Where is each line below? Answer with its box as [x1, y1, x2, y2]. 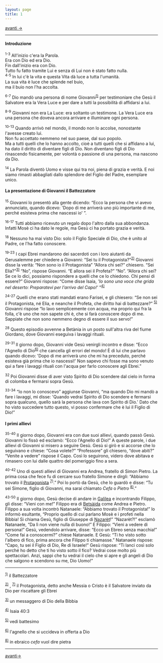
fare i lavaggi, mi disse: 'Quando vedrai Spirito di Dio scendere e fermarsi [5, 394, 151, 400]
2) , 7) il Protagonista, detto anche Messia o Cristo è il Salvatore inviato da [5, 582, 151, 589]
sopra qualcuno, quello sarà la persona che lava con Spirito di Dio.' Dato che [5, 399, 158, 405]
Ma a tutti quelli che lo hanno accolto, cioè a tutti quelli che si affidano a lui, [5, 141, 155, 146]
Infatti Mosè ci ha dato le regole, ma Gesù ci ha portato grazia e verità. [5, 225, 146, 231]
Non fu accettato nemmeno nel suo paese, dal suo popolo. [5, 135, 122, 141]
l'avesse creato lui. [5, 130, 43, 136]
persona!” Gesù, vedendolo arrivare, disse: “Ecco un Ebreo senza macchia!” [5, 526, 157, 533]
